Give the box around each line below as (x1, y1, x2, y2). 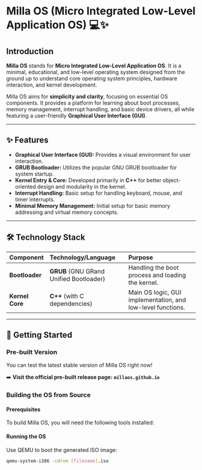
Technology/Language (49, 253, 116, 261)
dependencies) (49, 299, 93, 308)
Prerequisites (6, 406, 41, 413)
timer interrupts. (14, 195, 55, 203)
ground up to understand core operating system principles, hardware (6, 75, 177, 82)
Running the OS (6, 433, 46, 440)
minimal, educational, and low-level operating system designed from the (6, 69, 185, 76)
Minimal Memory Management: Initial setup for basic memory (14, 202, 170, 209)
